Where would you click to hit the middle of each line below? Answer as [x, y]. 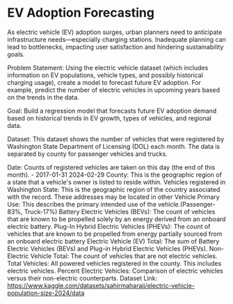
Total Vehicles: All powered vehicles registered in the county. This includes [114, 263]
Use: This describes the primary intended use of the [82, 204]
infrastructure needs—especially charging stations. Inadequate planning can [116, 39]
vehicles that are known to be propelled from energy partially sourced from [115, 234]
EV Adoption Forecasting [81, 13]
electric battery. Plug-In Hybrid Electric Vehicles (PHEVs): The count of [109, 226]
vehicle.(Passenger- [186, 204]
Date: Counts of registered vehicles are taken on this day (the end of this [111, 167]
